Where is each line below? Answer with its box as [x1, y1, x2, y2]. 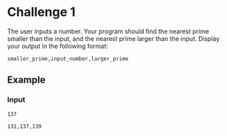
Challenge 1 [7, 4, 76, 20]
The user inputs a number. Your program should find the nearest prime [7, 27, 210, 35]
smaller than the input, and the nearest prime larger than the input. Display [7, 34, 220, 42]
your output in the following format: [7, 42, 108, 50]
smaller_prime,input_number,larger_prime [7, 55, 129, 62]
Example [7, 74, 46, 86]
